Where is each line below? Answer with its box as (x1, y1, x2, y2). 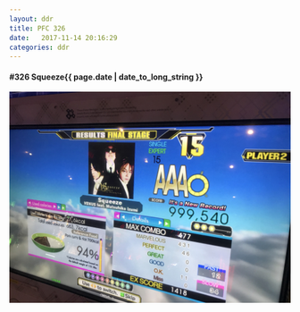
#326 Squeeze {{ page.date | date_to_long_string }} (9, 72, 204, 82)
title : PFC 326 (9, 23, 66, 33)
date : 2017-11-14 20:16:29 (9, 33, 118, 42)
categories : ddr (9, 43, 70, 52)
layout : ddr (9, 14, 54, 23)
